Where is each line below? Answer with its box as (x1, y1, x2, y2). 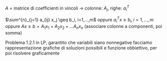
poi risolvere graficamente (5, 50, 60, 56)
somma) (5, 29, 23, 35)
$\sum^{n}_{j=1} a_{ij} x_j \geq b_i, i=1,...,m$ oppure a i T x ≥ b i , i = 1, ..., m (5, 16, 154, 24)
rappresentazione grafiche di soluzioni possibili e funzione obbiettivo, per (5, 44, 157, 50)
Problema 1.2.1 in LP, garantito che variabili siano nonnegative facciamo (5, 39, 152, 45)
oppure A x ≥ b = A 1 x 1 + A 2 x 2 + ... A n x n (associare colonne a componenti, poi (5, 23, 162, 30)
